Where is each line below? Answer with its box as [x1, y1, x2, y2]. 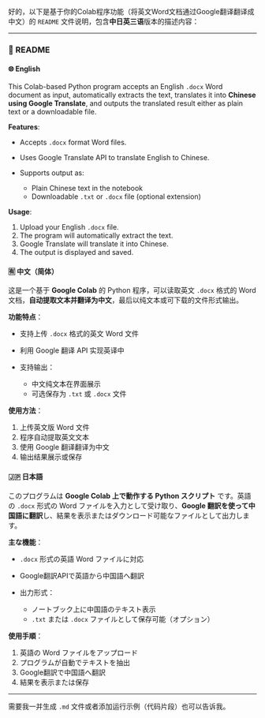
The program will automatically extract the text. [19, 231, 174, 241]
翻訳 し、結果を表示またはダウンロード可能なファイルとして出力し [28, 510, 243, 520]
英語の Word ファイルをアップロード [19, 648, 138, 657]
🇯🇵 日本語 [8, 472, 43, 481]
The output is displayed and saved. [19, 248, 134, 257]
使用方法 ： [8, 406, 43, 416]
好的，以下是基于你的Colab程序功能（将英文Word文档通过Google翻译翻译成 [8, 7, 255, 16]
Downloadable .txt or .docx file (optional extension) [31, 192, 201, 201]
